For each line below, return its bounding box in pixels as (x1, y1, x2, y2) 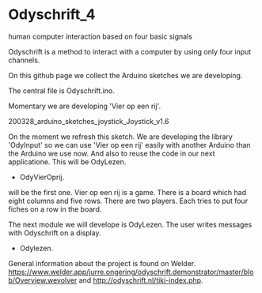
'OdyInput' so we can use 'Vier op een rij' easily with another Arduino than (8, 140, 251, 149)
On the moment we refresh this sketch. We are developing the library (8, 132, 234, 141)
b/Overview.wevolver (8, 275, 78, 285)
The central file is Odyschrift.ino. (8, 85, 115, 96)
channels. (8, 55, 40, 65)
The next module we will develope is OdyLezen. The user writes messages (8, 220, 253, 229)
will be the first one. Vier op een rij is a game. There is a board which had (8, 187, 247, 197)
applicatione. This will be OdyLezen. (8, 156, 127, 167)
